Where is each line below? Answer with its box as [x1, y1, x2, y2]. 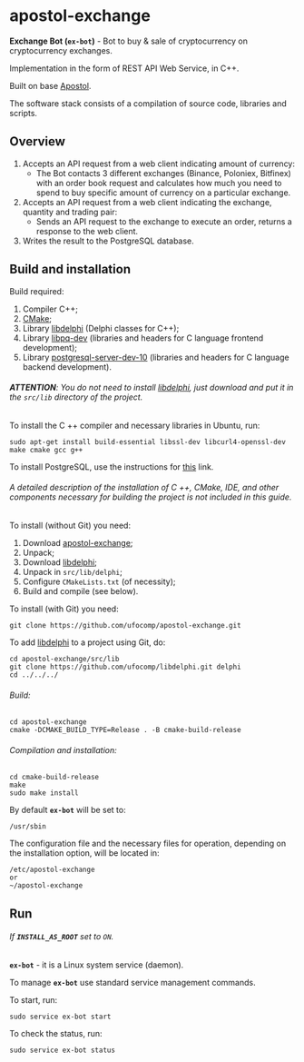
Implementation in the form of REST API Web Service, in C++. [9, 63, 240, 74]
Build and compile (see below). [22, 585, 139, 596]
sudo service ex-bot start [9, 1012, 112, 1021]
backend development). [22, 361, 112, 372]
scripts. [9, 107, 38, 118]
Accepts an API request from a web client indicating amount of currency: [22, 158, 296, 169]
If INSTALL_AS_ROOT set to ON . [9, 931, 114, 942]
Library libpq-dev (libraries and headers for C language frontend [22, 332, 264, 343]
